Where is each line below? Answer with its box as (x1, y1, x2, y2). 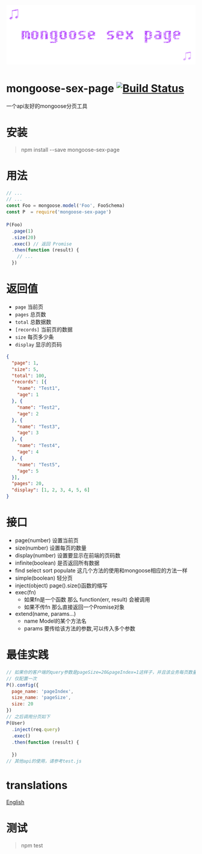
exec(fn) (14, 589, 36, 595)
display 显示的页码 (14, 341, 62, 348)
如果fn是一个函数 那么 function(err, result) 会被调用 (23, 596, 150, 603)
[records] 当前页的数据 (14, 325, 73, 333)
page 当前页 (14, 303, 44, 310)
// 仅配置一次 (6, 676, 37, 682)
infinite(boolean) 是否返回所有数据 (14, 559, 100, 567)
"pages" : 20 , (11, 481, 44, 487)
